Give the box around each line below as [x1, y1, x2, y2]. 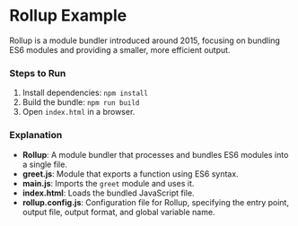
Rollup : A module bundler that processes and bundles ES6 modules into [22, 149, 289, 160]
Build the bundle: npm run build [22, 97, 140, 108]
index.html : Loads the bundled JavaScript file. [22, 187, 195, 198]
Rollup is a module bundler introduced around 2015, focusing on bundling [9, 35, 281, 46]
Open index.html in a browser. [22, 107, 136, 117]
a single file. [22, 159, 67, 169]
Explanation [9, 129, 63, 142]
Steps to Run [9, 66, 66, 79]
